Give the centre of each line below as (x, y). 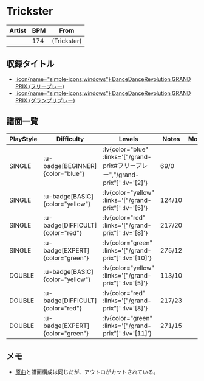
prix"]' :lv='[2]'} (125, 183)
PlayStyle (23, 139)
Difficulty (70, 139)
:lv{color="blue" (126, 149)
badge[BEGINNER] (70, 166)
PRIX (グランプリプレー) (45, 100)
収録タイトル (30, 64)
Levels (128, 139)
